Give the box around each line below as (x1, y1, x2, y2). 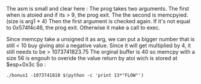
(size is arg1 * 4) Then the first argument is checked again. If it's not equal (6, 18, 191, 24)
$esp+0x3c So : (6, 61, 46, 68)
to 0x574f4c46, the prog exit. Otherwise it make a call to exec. (6, 24, 161, 31)
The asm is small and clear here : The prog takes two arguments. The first (6, 5, 190, 12)
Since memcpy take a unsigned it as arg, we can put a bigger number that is (6, 36, 195, 42)
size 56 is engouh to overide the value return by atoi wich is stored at (6, 55, 178, 61)
